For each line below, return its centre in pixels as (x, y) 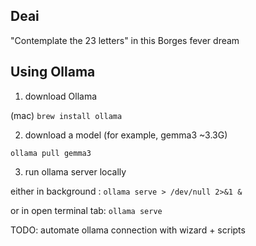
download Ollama (61, 96)
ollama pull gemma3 (51, 153)
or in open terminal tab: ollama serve (86, 210)
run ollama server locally (75, 171)
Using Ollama (53, 72)
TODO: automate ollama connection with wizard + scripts (128, 230)
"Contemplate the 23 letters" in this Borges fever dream (125, 40)
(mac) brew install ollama (66, 115)
